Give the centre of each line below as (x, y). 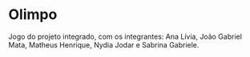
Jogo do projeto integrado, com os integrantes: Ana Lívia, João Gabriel (125, 36)
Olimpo (33, 15)
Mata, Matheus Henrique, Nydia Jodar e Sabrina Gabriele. (104, 44)
